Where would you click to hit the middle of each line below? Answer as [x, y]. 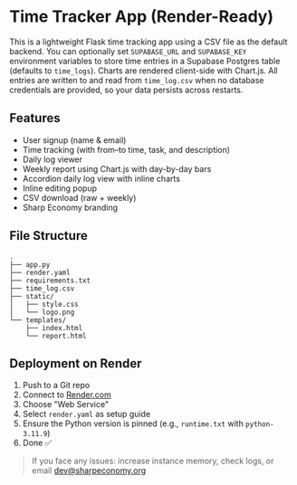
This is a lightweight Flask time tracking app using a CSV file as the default [148, 42]
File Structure [48, 236]
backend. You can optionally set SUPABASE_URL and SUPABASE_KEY [128, 51]
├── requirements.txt [50, 281]
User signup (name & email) [74, 140]
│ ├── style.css [44, 304]
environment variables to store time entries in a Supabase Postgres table [145, 61]
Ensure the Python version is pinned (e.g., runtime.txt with [133, 423]
